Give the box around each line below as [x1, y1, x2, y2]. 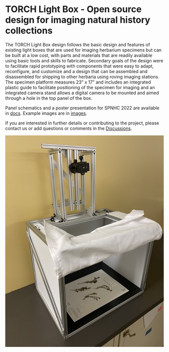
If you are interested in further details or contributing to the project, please [5, 120, 159, 126]
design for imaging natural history [5, 14, 150, 26]
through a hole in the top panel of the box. [5, 95, 93, 101]
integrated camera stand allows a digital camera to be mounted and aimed [5, 90, 159, 96]
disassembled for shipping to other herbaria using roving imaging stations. [5, 74, 159, 80]
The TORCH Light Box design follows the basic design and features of [5, 41, 150, 47]
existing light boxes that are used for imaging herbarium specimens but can [5, 47, 162, 53]
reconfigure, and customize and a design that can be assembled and [5, 68, 148, 74]
